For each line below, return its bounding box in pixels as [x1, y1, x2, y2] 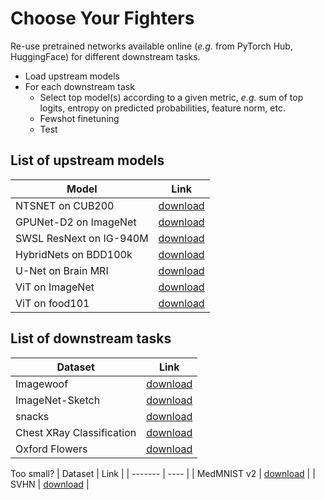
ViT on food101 [15, 296, 90, 310]
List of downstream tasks [10, 330, 172, 347]
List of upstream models [10, 152, 165, 169]
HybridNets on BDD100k [15, 247, 133, 261]
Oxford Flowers [15, 442, 88, 456]
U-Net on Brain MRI [15, 263, 109, 277]
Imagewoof [15, 377, 69, 391]
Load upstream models [24, 70, 121, 82]
